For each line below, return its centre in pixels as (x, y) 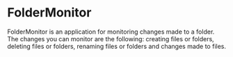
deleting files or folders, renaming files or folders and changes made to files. (117, 46)
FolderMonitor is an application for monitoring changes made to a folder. (111, 32)
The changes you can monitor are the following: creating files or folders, (111, 38)
